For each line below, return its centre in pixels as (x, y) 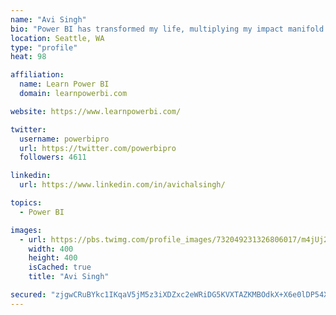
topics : (26, 203)
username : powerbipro (64, 139)
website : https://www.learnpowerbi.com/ (96, 111)
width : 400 (51, 249)
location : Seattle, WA (57, 38)
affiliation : (37, 75)
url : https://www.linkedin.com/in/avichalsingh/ (122, 185)
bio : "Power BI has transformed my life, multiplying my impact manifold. (169, 29)
